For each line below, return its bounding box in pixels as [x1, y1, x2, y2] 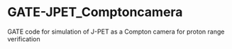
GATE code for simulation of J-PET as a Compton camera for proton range [7, 27, 225, 36]
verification [7, 34, 40, 43]
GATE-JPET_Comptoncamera [7, 4, 183, 20]
